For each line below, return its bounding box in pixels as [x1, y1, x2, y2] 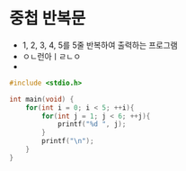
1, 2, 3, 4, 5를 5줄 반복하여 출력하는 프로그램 [22, 40, 178, 50]
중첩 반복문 [9, 8, 86, 29]
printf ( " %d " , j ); [57, 120, 127, 129]
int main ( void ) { [9, 94, 75, 103]
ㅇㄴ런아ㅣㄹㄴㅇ [22, 50, 81, 61]
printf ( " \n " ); [41, 137, 94, 146]
